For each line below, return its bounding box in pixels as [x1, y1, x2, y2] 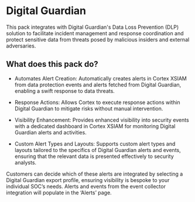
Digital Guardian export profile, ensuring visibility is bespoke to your [6, 176, 170, 183]
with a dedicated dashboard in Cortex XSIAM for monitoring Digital [14, 122, 176, 130]
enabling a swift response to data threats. [14, 87, 115, 95]
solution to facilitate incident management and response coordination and [6, 29, 184, 36]
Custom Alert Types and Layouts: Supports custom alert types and [14, 140, 176, 147]
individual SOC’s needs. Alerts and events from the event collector [6, 183, 166, 190]
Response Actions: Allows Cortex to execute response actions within [14, 99, 180, 106]
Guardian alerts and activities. [14, 129, 87, 136]
